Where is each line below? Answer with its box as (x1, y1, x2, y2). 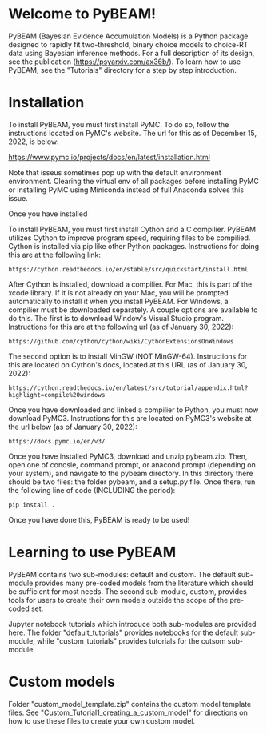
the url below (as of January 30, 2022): (8, 422, 137, 431)
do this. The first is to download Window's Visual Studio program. (8, 313, 225, 323)
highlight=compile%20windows (8, 391, 106, 399)
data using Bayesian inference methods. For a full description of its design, (8, 48, 255, 58)
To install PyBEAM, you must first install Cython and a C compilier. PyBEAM (8, 224, 257, 234)
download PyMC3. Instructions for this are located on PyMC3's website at (8, 413, 252, 423)
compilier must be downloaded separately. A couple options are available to (8, 305, 258, 315)
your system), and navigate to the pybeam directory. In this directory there (8, 468, 253, 478)
